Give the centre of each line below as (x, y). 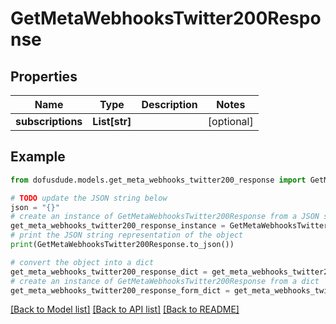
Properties (44, 76)
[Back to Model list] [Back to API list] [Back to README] (125, 309)
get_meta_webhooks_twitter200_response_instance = (118, 226)
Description (169, 104)
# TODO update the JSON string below (89, 198)
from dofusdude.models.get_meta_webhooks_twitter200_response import (158, 180)
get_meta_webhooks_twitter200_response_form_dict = (120, 290)
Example (38, 157)
